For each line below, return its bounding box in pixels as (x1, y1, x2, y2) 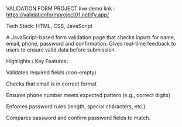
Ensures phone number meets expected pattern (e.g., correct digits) (6, 92, 171, 98)
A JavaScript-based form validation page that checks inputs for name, (6, 34, 176, 40)
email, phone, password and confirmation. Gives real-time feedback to (6, 40, 177, 47)
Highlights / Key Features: (6, 58, 68, 64)
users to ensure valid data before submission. (6, 46, 116, 53)
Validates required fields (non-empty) (6, 69, 97, 75)
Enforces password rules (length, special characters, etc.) (6, 103, 146, 110)
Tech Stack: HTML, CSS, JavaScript (6, 23, 92, 29)
